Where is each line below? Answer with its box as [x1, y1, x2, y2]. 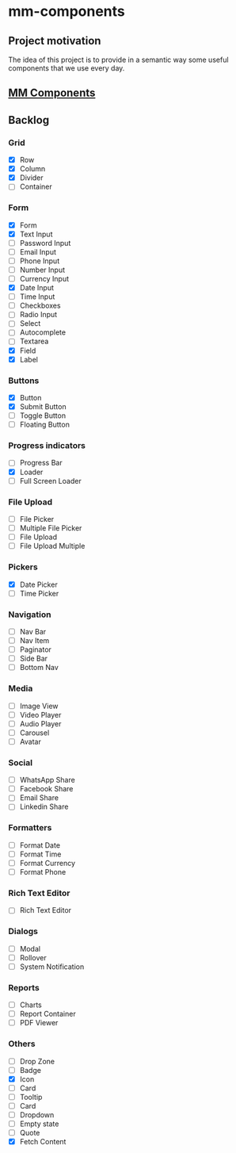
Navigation [8, 609, 51, 620]
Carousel [19, 728, 50, 737]
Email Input [19, 247, 57, 256]
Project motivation [8, 34, 101, 48]
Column [19, 164, 46, 174]
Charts [19, 1000, 42, 1009]
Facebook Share [19, 784, 74, 794]
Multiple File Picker [19, 523, 82, 533]
